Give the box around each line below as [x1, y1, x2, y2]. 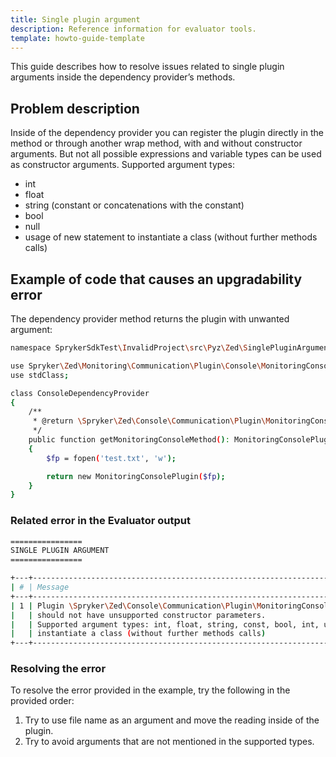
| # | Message [10, 582, 70, 593]
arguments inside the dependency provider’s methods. [10, 71, 236, 83]
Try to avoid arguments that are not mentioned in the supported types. [24, 736, 315, 748]
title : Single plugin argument [10, 14, 141, 25]
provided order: [10, 695, 75, 707]
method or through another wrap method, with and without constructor [10, 137, 303, 150]
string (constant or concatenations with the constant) [24, 199, 245, 211]
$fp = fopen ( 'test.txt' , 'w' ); [46, 453, 177, 463]
